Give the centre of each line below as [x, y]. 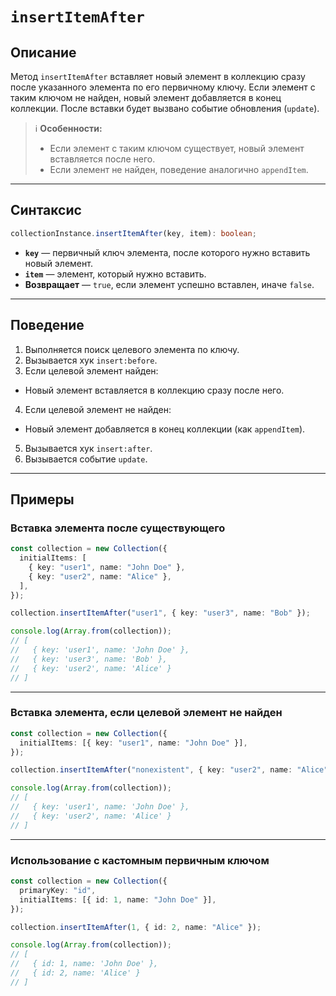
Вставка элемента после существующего [118, 528]
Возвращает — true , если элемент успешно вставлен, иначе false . [169, 284]
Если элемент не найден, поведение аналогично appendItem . [179, 169]
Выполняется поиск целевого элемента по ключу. [132, 349]
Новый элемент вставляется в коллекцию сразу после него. [154, 390]
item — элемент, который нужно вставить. [115, 274]
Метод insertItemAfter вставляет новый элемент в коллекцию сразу [158, 76]
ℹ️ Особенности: [68, 128]
